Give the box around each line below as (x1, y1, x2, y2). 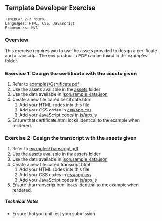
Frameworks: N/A (5, 25, 38, 30)
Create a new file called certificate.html (12, 97, 91, 103)
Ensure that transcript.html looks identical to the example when (12, 182, 139, 188)
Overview (5, 37, 29, 43)
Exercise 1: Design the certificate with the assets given (5, 70, 137, 77)
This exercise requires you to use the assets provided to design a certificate (5, 48, 157, 54)
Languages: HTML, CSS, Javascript (5, 21, 75, 26)
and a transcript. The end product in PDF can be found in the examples (5, 53, 147, 59)
